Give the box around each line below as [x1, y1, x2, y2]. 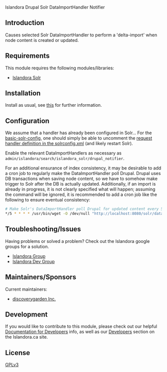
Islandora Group [12, 253, 46, 259]
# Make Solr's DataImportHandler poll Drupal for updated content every [5, 206, 159, 211]
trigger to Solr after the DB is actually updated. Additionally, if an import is [5, 181, 156, 187]
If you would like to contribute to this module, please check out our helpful [5, 324, 158, 330]
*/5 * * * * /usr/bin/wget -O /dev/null [5, 211, 90, 216]
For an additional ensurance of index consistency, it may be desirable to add [5, 165, 162, 171]
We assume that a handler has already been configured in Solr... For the [5, 130, 152, 136]
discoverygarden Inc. [12, 296, 56, 302]
